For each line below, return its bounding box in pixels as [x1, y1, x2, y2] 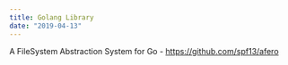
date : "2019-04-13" [9, 21, 83, 30]
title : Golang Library [9, 12, 94, 22]
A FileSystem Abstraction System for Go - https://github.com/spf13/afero [9, 45, 280, 56]
